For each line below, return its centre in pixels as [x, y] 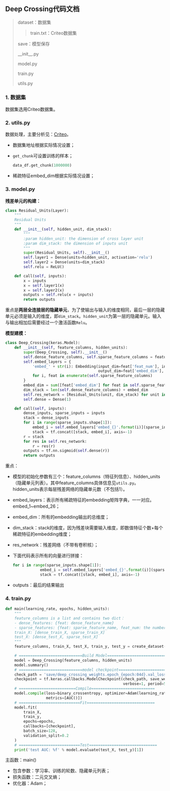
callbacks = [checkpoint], [50, 726]
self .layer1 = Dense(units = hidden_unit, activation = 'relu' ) [88, 258]
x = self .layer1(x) [44, 285]
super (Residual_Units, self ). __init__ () [67, 253]
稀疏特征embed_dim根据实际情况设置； [54, 176]
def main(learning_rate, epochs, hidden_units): [57, 609]
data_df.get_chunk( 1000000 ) [42, 165]
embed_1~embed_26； [36, 506]
